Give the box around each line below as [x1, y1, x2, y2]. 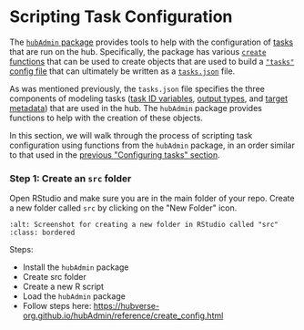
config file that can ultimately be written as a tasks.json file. [9, 66, 236, 77]
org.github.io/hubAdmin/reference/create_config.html [22, 310, 224, 321]
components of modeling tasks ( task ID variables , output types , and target [9, 93, 289, 104]
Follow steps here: [22, 301, 92, 312]
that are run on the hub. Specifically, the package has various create [9, 46, 267, 57]
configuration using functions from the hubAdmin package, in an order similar [9, 139, 296, 150]
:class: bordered [9, 228, 76, 238]
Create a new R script [22, 281, 105, 293]
